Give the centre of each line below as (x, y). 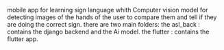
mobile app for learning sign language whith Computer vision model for (108, 10)
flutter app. (23, 39)
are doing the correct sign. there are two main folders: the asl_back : (104, 24)
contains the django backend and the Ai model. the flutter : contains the (108, 32)
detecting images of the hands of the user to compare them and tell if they (112, 17)
